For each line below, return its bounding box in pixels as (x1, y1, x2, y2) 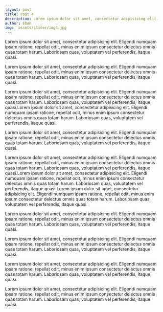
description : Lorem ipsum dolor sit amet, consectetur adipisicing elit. (5, 16, 159, 21)
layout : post (5, 7, 32, 12)
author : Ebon (5, 21, 32, 26)
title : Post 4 (5, 12, 34, 17)
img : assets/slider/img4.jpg (5, 25, 67, 30)
